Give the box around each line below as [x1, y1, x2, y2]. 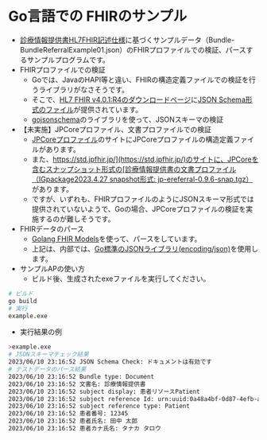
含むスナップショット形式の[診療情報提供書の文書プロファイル [31, 164, 237, 173]
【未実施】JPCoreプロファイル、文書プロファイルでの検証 [19, 124, 212, 134]
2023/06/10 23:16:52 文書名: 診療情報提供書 [8, 380, 146, 388]
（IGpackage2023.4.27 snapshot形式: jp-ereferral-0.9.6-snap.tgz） [31, 174, 253, 184]
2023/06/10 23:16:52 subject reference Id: [8, 395, 155, 403]
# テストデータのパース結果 [8, 365, 87, 374]
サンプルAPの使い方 [19, 263, 85, 273]
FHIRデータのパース [19, 224, 85, 233]
